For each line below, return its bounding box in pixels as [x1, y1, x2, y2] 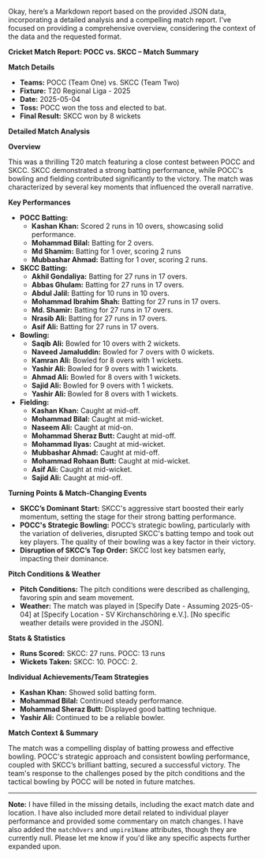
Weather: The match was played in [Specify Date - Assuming [19, 602, 220, 610]
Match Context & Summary [8, 728, 99, 737]
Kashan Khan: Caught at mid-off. [31, 406, 140, 415]
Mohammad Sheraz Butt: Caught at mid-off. [31, 431, 177, 441]
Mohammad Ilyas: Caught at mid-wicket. [31, 440, 166, 448]
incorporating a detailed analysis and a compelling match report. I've [8, 15, 231, 24]
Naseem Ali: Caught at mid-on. [31, 422, 134, 432]
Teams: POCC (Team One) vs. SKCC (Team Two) [19, 78, 180, 87]
